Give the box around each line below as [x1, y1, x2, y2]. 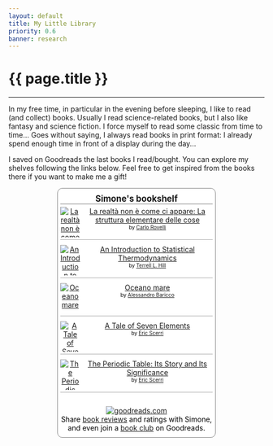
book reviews [82, 414, 128, 424]
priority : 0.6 [8, 27, 57, 35]
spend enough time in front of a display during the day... [8, 139, 197, 149]
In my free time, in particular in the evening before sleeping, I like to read [8, 104, 252, 114]
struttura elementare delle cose [94, 215, 201, 225]
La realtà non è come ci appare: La [89, 207, 206, 216]
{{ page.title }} [8, 70, 109, 88]
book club [120, 423, 154, 433]
